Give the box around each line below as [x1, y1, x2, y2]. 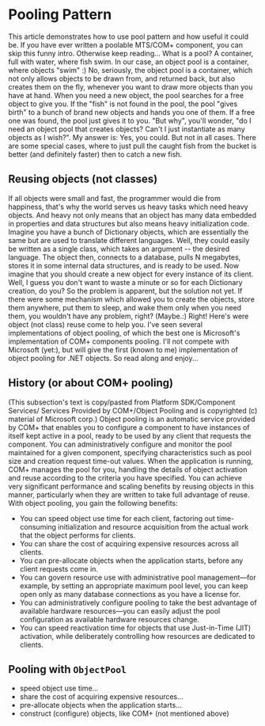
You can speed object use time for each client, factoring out [19, 513, 215, 523]
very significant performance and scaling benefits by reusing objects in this [8, 481, 255, 491]
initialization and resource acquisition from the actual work [58, 522, 249, 531]
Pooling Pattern [8, 6, 112, 24]
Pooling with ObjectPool [8, 663, 127, 676]
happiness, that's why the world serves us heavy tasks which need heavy [8, 202, 248, 211]
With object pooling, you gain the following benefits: [8, 498, 178, 507]
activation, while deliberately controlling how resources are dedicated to [19, 631, 256, 640]
